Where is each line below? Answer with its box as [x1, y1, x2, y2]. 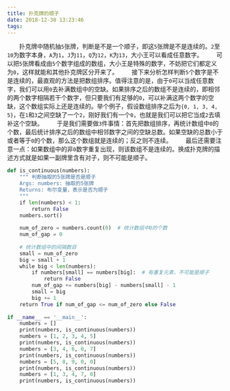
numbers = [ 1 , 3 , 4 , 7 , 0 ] [19, 371, 97, 378]
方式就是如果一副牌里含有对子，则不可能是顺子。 [12, 153, 151, 162]
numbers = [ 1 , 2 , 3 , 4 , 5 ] [19, 333, 97, 340]
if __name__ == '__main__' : [7, 314, 88, 320]
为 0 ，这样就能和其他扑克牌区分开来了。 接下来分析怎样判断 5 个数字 [7, 68, 207, 76]
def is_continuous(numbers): [7, 167, 90, 175]
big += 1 [31, 294, 57, 301]
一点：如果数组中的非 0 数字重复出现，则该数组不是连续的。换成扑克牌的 [12, 145, 214, 153]
